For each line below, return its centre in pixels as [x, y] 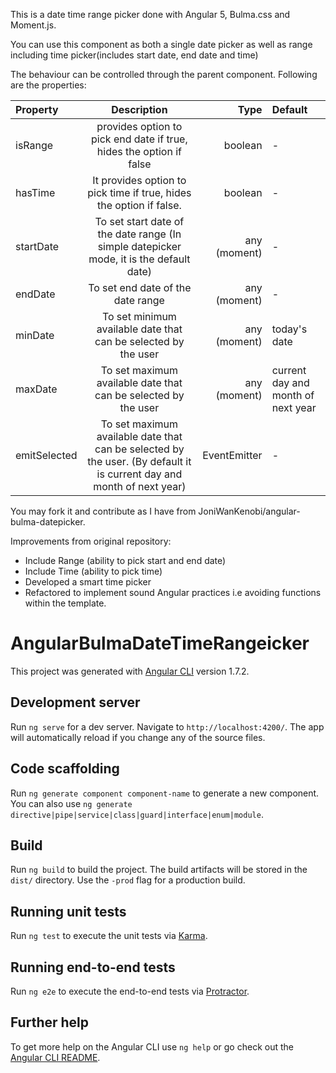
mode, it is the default [139, 259]
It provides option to [139, 180]
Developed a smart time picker [88, 582]
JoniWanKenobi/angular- [249, 511]
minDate [35, 335]
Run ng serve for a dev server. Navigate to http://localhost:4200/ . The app [167, 726]
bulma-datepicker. [48, 522]
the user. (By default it [139, 461]
